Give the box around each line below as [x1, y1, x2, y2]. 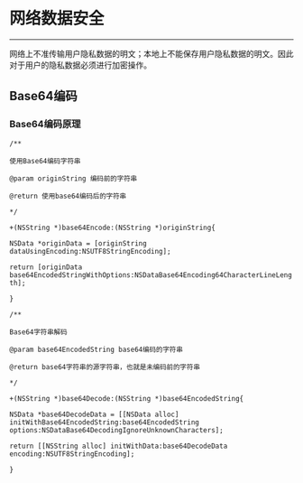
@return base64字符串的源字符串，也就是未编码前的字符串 [9, 362, 201, 371]
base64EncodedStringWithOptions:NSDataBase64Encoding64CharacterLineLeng [9, 270, 293, 280]
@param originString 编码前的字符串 [9, 173, 138, 183]
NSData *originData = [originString [9, 238, 147, 248]
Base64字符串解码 [9, 327, 68, 337]
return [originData [9, 263, 83, 272]
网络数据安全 [9, 8, 106, 29]
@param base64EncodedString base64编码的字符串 [9, 345, 183, 354]
